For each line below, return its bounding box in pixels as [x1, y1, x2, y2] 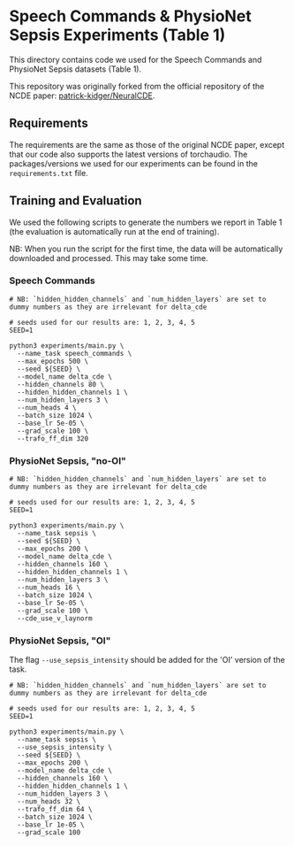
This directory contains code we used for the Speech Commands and [9, 54, 262, 65]
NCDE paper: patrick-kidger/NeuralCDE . [9, 90, 155, 101]
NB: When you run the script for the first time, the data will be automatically [9, 243, 283, 254]
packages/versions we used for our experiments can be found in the [9, 158, 259, 169]
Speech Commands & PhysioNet [9, 6, 252, 27]
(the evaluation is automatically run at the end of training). [9, 226, 220, 236]
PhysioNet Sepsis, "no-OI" [9, 454, 126, 466]
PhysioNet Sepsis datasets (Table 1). [9, 64, 142, 74]
